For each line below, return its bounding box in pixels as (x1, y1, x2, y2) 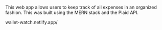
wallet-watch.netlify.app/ (5, 19, 58, 25)
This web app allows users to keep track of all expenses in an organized (5, 4, 157, 10)
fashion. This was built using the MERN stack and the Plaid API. (5, 9, 139, 15)
